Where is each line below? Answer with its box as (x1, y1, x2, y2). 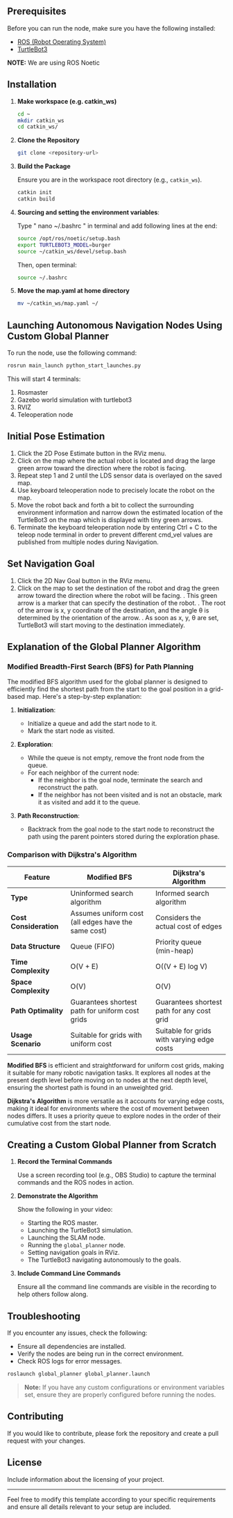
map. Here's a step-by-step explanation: (26, 693, 142, 701)
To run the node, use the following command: (7, 349, 137, 357)
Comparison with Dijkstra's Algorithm (7, 850, 137, 860)
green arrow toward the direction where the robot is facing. (17, 464, 187, 472)
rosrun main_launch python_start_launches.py (7, 362, 141, 370)
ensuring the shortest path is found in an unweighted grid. (7, 1083, 173, 1091)
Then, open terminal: (17, 260, 78, 269)
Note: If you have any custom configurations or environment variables (24, 1383, 225, 1391)
